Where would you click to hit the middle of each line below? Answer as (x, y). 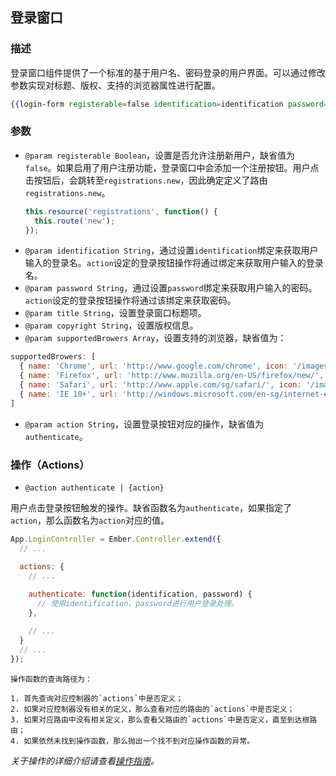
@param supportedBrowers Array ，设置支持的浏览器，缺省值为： (155, 338)
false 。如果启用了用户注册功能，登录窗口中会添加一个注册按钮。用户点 (172, 167)
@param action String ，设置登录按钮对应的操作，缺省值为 (144, 424)
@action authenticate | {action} (94, 488)
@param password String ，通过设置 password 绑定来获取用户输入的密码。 (171, 288)
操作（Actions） (50, 465)
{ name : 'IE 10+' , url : (68, 394)
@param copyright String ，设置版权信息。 (111, 325)
